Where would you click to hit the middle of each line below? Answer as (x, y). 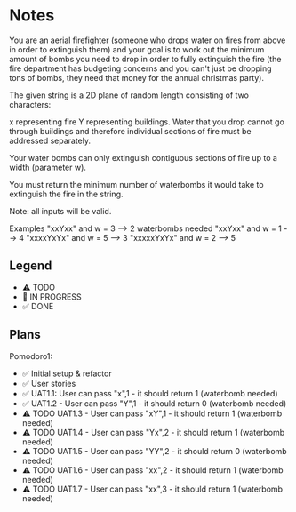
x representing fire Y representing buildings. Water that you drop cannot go (147, 122)
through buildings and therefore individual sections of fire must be (130, 131)
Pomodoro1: (31, 356)
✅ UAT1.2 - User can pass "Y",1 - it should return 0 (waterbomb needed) (154, 403)
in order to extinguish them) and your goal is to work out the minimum (137, 49)
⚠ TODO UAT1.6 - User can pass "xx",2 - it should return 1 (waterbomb (152, 470)
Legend (31, 266)
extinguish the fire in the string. (66, 194)
